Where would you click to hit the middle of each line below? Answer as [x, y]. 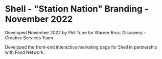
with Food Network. [25, 52]
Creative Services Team [29, 38]
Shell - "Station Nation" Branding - [77, 9]
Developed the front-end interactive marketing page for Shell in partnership [81, 47]
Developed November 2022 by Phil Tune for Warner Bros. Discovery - [75, 32]
